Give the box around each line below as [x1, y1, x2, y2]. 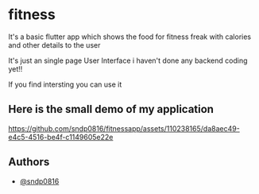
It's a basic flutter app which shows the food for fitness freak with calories [8, 32, 252, 41]
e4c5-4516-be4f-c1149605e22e [8, 132, 114, 142]
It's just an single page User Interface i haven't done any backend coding [8, 56, 248, 65]
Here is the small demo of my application [8, 103, 215, 116]
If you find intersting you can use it [8, 80, 122, 89]
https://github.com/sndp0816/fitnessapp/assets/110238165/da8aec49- [8, 123, 240, 133]
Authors [8, 155, 50, 169]
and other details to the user [8, 40, 101, 49]
